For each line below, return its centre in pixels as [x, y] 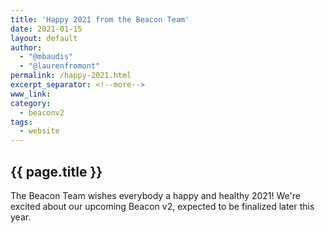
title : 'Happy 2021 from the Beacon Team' [100, 19]
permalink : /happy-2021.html [71, 76]
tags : [21, 122]
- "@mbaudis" [46, 57]
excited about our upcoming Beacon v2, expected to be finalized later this [162, 206]
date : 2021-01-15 [46, 29]
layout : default [44, 38]
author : [26, 47]
